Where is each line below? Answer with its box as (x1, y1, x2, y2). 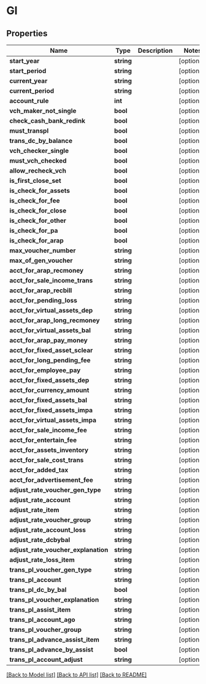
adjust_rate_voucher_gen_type (9, 486, 101, 494)
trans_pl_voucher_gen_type (9, 565, 92, 574)
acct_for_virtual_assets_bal (9, 326, 91, 335)
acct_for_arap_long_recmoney (9, 316, 100, 324)
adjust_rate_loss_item (9, 556, 75, 564)
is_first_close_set (9, 176, 61, 185)
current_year (9, 77, 48, 85)
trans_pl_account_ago (9, 615, 75, 624)
